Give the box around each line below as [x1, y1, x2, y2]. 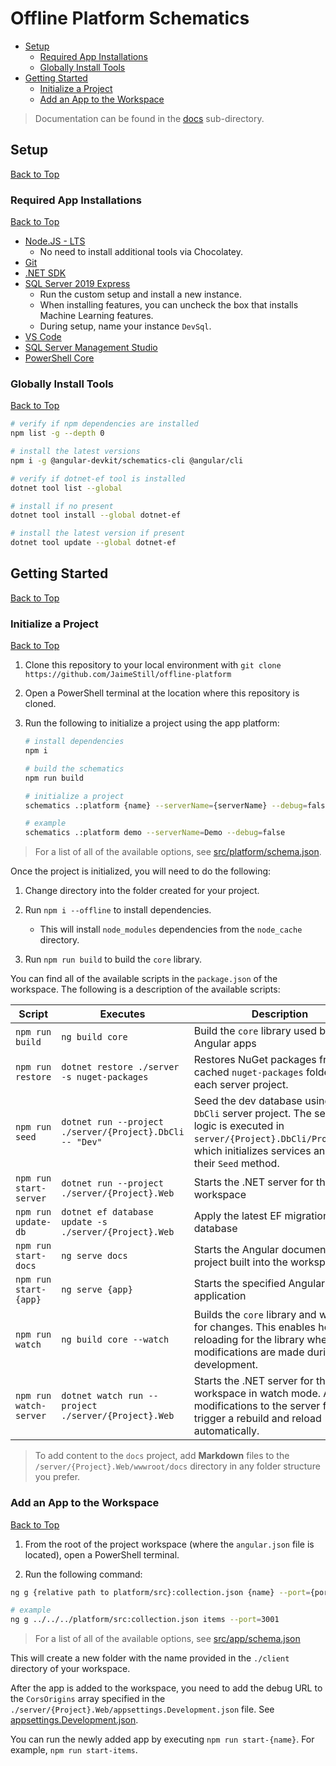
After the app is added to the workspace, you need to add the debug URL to [10, 1682, 323, 1694]
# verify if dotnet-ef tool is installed [10, 473, 186, 484]
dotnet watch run [61, 1390, 144, 1402]
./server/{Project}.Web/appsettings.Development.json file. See [10, 1703, 275, 1716]
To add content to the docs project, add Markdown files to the [34, 1450, 290, 1462]
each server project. [193, 1078, 289, 1092]
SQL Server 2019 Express [24, 278, 131, 290]
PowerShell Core [24, 352, 95, 364]
